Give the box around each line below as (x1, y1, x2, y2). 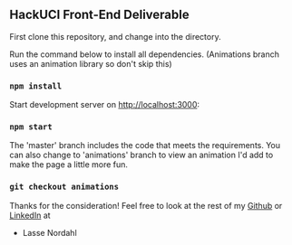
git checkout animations (9, 182, 120, 193)
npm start (9, 122, 53, 132)
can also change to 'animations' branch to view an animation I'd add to (9, 149, 274, 161)
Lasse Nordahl (22, 227, 77, 238)
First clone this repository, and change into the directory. (9, 31, 221, 42)
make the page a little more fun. (9, 159, 129, 170)
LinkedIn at (9, 210, 52, 221)
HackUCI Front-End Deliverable (9, 7, 190, 23)
